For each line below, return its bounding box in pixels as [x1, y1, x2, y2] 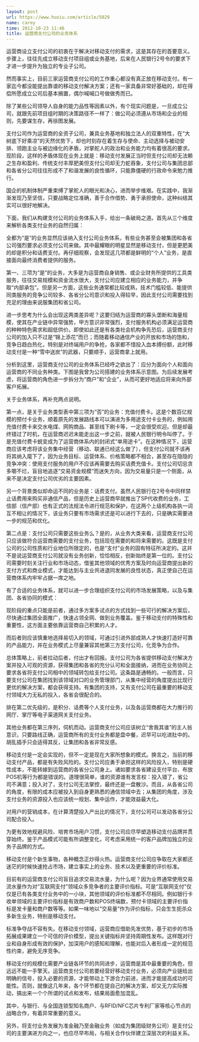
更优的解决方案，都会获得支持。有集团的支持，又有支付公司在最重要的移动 [6, 684, 188, 691]
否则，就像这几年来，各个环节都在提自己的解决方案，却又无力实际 [21, 982, 182, 989]
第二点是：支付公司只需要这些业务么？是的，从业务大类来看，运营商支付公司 [6, 530, 193, 537]
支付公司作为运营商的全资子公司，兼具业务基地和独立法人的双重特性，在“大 [6, 130, 191, 137]
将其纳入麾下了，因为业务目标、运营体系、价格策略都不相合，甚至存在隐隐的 [6, 453, 193, 460]
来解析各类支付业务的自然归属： [6, 222, 84, 229]
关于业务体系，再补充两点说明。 [6, 396, 84, 403]
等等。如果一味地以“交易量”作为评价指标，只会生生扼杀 [52, 905, 188, 912]
